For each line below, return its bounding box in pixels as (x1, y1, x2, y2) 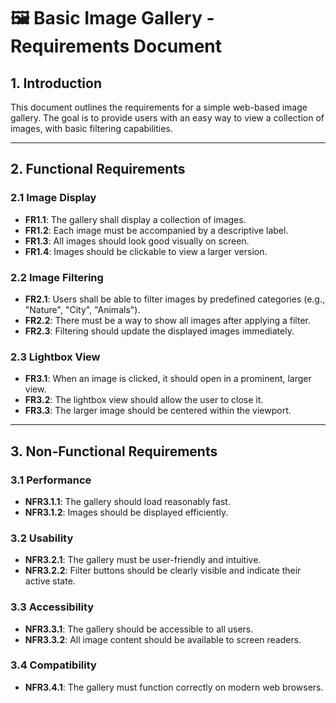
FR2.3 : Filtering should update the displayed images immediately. (24, 325, 295, 337)
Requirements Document (10, 35, 223, 58)
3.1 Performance (10, 473, 92, 487)
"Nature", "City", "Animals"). (24, 303, 141, 315)
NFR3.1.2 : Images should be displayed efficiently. (24, 506, 229, 518)
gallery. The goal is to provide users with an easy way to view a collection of (10, 112, 325, 124)
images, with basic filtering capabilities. (10, 123, 173, 134)
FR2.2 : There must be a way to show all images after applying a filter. (24, 314, 312, 326)
